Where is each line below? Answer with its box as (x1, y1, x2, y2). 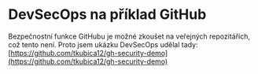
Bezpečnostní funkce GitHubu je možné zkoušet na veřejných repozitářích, (8, 31, 250, 41)
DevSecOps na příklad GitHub (8, 6, 207, 24)
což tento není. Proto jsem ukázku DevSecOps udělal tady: (8, 39, 198, 49)
